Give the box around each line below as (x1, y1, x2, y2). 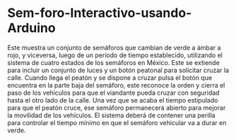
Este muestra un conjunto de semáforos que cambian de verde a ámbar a (7, 43, 221, 52)
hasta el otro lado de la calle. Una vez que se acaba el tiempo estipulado (7, 95, 218, 104)
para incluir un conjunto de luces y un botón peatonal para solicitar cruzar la (7, 66, 230, 74)
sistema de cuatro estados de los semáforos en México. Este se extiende (7, 58, 220, 66)
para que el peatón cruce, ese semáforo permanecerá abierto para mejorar (7, 103, 226, 112)
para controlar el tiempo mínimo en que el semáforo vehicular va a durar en (7, 118, 227, 127)
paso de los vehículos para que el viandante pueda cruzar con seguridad (7, 88, 220, 97)
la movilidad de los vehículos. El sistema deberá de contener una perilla (7, 111, 216, 119)
